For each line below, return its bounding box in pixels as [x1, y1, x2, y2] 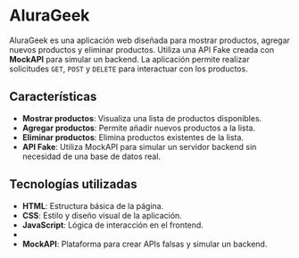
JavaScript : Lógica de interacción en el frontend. [21, 220, 203, 230]
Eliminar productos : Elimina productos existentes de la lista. [21, 131, 244, 143]
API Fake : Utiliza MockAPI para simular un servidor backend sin [21, 141, 257, 152]
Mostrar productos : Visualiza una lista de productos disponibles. [21, 112, 262, 123]
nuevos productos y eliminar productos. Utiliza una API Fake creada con [9, 44, 275, 54]
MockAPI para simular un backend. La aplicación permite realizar [9, 54, 250, 64]
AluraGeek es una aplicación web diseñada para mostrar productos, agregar [9, 35, 290, 46]
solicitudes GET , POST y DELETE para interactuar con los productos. [9, 63, 248, 74]
